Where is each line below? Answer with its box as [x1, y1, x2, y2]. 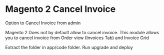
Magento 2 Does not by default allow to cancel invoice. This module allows [5, 29, 159, 35]
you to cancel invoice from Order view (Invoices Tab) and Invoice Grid [5, 35, 149, 41]
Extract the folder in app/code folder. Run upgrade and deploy [5, 44, 133, 50]
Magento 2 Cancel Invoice [5, 3, 116, 15]
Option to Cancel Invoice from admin [5, 20, 81, 26]
